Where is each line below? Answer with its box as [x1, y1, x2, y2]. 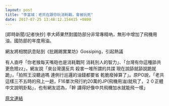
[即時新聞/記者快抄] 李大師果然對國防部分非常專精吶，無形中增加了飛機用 [5, 31, 157, 38]
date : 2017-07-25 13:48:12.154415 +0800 [5, 17, 92, 22]
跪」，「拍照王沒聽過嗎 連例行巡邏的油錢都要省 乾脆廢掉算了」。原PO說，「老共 [5, 72, 164, 78]
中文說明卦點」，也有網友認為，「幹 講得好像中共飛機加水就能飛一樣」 [5, 85, 148, 91]
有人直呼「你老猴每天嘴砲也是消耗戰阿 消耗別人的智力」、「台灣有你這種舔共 [5, 59, 161, 65]
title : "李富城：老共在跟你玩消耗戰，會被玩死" [5, 12, 93, 17]
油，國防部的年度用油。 [5, 38, 54, 44]
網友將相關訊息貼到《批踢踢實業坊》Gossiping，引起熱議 [5, 49, 124, 55]
